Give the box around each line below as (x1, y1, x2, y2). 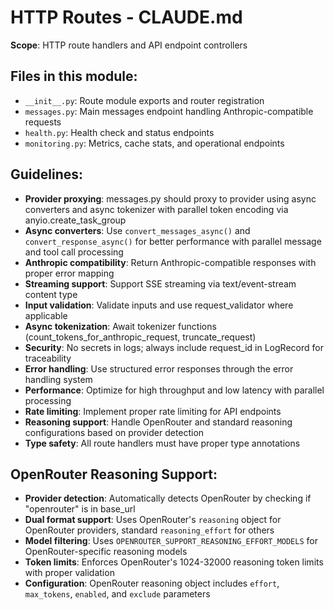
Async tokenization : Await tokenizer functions (24, 320, 217, 332)
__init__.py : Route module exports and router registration (24, 94, 265, 106)
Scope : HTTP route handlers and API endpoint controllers (10, 39, 248, 51)
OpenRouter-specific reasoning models (24, 546, 188, 558)
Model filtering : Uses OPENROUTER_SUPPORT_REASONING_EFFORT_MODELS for (24, 535, 318, 547)
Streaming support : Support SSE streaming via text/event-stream (24, 277, 297, 290)
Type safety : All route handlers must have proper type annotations (24, 437, 301, 449)
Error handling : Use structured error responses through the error (24, 362, 294, 375)
